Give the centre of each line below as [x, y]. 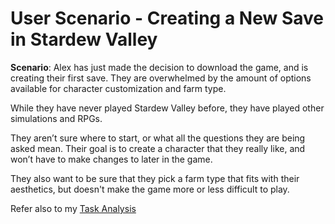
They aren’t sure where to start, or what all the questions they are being [158, 138]
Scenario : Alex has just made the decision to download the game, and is [159, 67]
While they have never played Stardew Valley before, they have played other [167, 108]
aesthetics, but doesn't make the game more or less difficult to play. [150, 189]
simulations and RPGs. [56, 118]
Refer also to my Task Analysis [73, 208]
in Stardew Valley [84, 39]
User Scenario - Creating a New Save [167, 18]
